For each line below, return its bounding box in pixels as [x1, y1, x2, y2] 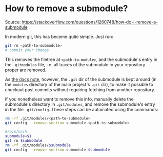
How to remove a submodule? [5, 3, 128, 14]
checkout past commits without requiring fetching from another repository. [5, 86, 155, 93]
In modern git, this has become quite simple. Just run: [5, 34, 114, 39]
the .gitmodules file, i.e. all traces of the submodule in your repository [5, 61, 145, 67]
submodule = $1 [5, 134, 32, 139]
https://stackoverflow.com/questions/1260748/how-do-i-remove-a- [21, 19, 158, 25]
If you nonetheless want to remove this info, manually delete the [5, 96, 134, 102]
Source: [5, 19, 21, 25]
